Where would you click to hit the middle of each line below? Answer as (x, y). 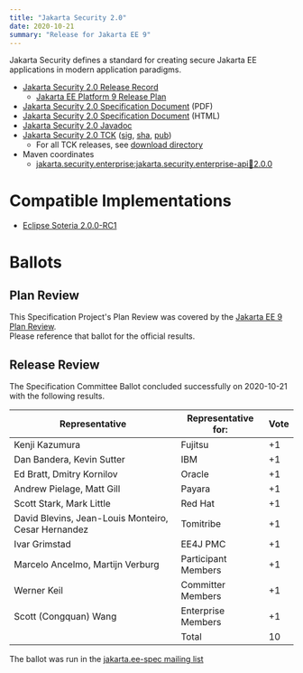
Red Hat (197, 504)
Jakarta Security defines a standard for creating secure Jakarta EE (133, 61)
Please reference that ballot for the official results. (102, 336)
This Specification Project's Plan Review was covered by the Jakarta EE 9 (146, 317)
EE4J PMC (203, 545)
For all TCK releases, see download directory (119, 145)
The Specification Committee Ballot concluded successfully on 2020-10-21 (149, 387)
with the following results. (57, 396)
